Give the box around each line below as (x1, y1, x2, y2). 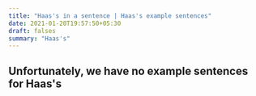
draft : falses (8, 27, 57, 35)
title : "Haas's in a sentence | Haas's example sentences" (8, 11, 212, 20)
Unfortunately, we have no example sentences (8, 64, 249, 77)
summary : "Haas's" (8, 34, 70, 43)
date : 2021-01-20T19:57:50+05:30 (8, 19, 122, 27)
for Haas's (8, 77, 62, 90)
